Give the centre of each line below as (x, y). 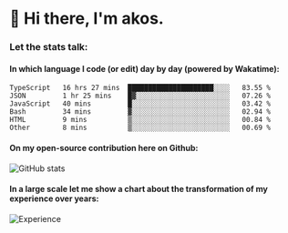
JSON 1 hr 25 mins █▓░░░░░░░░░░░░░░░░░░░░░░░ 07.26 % (140, 96)
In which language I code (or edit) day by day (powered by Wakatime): (144, 68)
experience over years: (54, 198)
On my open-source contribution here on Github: (104, 147)
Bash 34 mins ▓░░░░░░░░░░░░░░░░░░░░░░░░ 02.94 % (140, 112)
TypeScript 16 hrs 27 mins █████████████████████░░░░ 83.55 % (140, 88)
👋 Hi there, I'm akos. (87, 19)
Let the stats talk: (49, 47)
